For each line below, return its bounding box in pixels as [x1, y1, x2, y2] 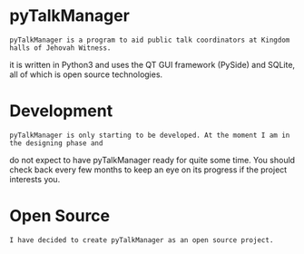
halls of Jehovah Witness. [9, 43, 112, 53]
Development [9, 101, 113, 122]
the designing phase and [9, 138, 103, 148]
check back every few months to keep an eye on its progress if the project [9, 164, 288, 175]
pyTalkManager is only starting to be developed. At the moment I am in [9, 131, 290, 140]
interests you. [9, 173, 61, 184]
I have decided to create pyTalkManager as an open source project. [9, 235, 274, 245]
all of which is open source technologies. [9, 69, 163, 80]
